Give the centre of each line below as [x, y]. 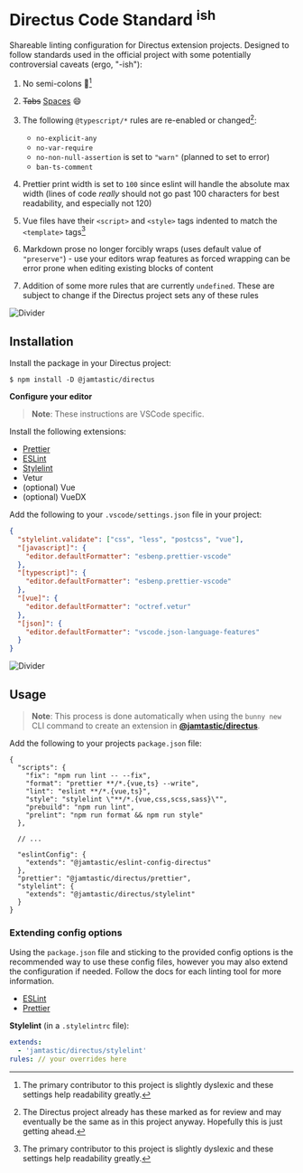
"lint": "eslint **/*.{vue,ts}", [88, 791]
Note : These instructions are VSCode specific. [118, 414]
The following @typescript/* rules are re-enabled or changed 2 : [139, 119]
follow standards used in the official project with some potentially [130, 55]
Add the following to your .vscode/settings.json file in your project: [136, 515]
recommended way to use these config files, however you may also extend [149, 962]
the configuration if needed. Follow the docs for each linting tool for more [146, 971]
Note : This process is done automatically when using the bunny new [156, 716]
